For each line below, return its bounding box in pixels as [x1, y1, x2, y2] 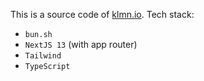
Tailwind [24, 51, 62, 61]
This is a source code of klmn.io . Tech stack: [10, 9, 195, 20]
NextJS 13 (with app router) [24, 39, 138, 50]
